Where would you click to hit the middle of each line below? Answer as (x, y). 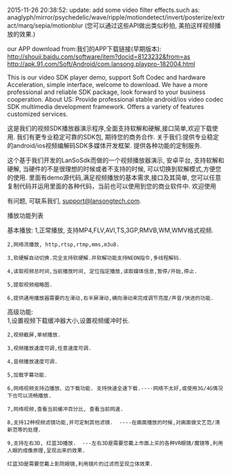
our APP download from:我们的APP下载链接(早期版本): (84, 49)
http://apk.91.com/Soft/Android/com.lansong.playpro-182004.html (101, 64)
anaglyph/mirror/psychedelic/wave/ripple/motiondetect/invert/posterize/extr (116, 17)
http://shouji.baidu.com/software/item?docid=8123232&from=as (99, 57)
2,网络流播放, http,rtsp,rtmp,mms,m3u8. (63, 245)
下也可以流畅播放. (29, 396)
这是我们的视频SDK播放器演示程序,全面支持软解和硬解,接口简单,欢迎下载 (110, 128)
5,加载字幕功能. (27, 375)
